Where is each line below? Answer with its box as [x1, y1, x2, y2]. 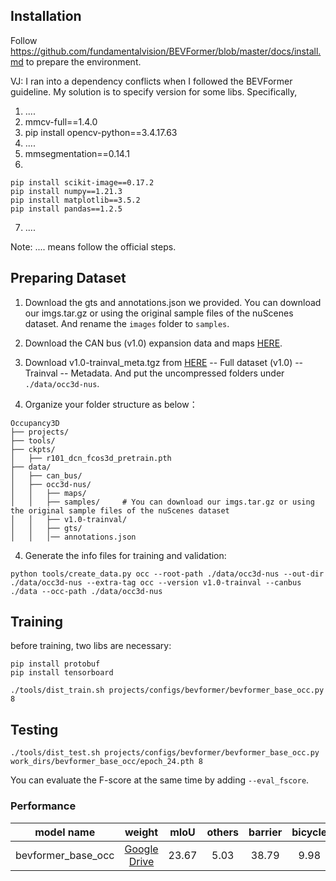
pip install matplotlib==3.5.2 [10, 195, 141, 205]
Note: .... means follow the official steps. [10, 240, 177, 253]
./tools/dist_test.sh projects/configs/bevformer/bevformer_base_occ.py [10, 748, 320, 758]
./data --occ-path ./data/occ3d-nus [10, 586, 163, 596]
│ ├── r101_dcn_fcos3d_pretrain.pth [10, 453, 172, 463]
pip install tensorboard [10, 668, 114, 678]
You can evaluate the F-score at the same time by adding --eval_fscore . [10, 774, 310, 786]
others [206, 825, 240, 839]
